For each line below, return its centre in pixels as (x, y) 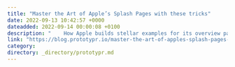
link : (15, 40)
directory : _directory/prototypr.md (60, 53)
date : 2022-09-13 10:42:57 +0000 (56, 20)
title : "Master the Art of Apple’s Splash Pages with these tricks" (109, 14)
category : (22, 46)
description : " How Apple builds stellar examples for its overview (114, 33)
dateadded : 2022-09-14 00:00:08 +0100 (64, 27)
